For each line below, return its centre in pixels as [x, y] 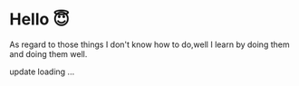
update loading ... [42, 72]
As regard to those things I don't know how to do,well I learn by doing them [149, 44]
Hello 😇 [39, 19]
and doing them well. [48, 53]
